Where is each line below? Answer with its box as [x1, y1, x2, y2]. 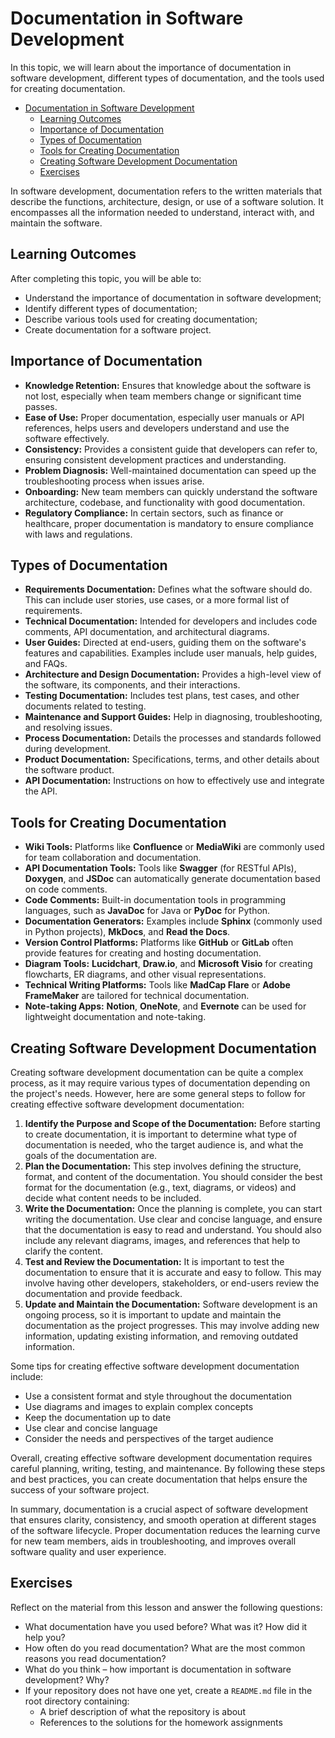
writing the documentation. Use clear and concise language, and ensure [24, 1213, 323, 1225]
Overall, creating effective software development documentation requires [10, 1452, 313, 1464]
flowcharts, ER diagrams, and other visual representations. [24, 968, 267, 981]
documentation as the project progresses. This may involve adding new [24, 1320, 320, 1331]
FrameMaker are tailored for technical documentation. [24, 990, 250, 1002]
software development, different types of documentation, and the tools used [10, 72, 325, 84]
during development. [24, 743, 112, 755]
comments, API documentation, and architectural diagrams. [24, 626, 270, 638]
